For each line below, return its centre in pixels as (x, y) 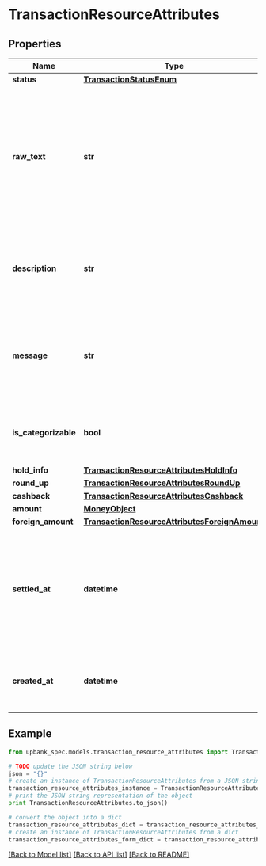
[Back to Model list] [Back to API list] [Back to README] (99, 855)
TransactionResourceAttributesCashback (163, 496)
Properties (35, 44)
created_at (33, 681)
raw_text (29, 156)
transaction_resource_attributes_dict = (76, 825)
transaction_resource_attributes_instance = (83, 788)
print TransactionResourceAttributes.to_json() (88, 803)
